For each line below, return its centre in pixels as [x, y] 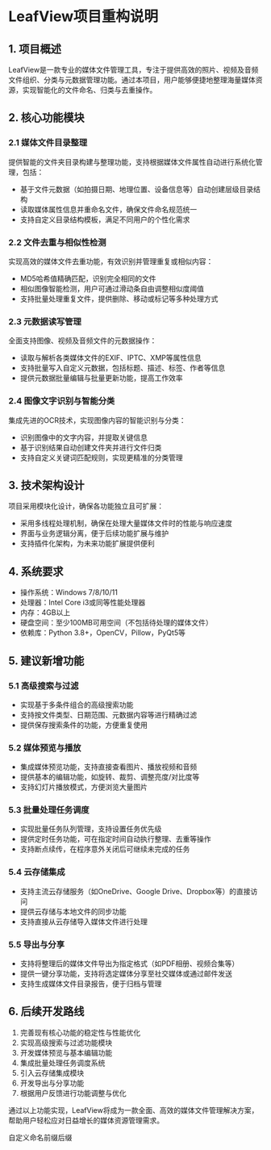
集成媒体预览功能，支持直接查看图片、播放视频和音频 [108, 767]
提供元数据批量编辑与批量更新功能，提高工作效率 [101, 378]
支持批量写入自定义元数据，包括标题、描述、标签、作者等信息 [123, 368]
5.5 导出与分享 [37, 944]
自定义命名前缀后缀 [40, 1137]
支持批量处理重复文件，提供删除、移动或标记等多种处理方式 [119, 299]
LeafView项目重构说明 [83, 17]
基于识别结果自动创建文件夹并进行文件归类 [91, 447]
